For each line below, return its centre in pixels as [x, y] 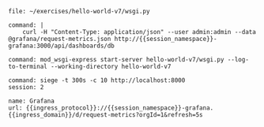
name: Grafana [32, 101]
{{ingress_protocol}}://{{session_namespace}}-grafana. [120, 108]
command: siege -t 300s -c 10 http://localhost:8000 [97, 80]
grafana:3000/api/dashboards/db [61, 46]
